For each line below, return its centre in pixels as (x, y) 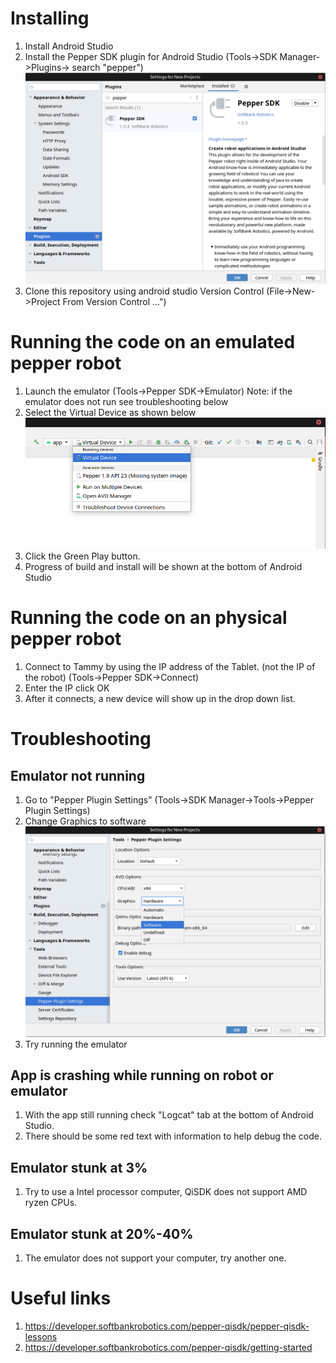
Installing (50, 18)
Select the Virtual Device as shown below (110, 412)
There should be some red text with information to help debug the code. (173, 1136)
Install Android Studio (69, 46)
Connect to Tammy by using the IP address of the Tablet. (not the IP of (170, 666)
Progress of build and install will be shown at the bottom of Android (163, 567)
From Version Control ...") (114, 301)
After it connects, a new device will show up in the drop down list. (160, 698)
